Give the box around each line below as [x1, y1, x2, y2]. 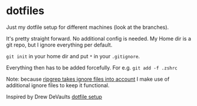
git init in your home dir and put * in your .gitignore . [6, 52, 140, 59]
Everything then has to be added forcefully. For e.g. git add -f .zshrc [6, 64, 178, 71]
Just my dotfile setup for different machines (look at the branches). [6, 24, 169, 31]
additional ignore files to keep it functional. [6, 81, 110, 89]
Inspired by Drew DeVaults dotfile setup [6, 93, 102, 100]
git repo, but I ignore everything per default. [6, 41, 113, 48]
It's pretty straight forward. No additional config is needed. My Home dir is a [6, 35, 192, 42]
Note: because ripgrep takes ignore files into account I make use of [6, 75, 170, 82]
